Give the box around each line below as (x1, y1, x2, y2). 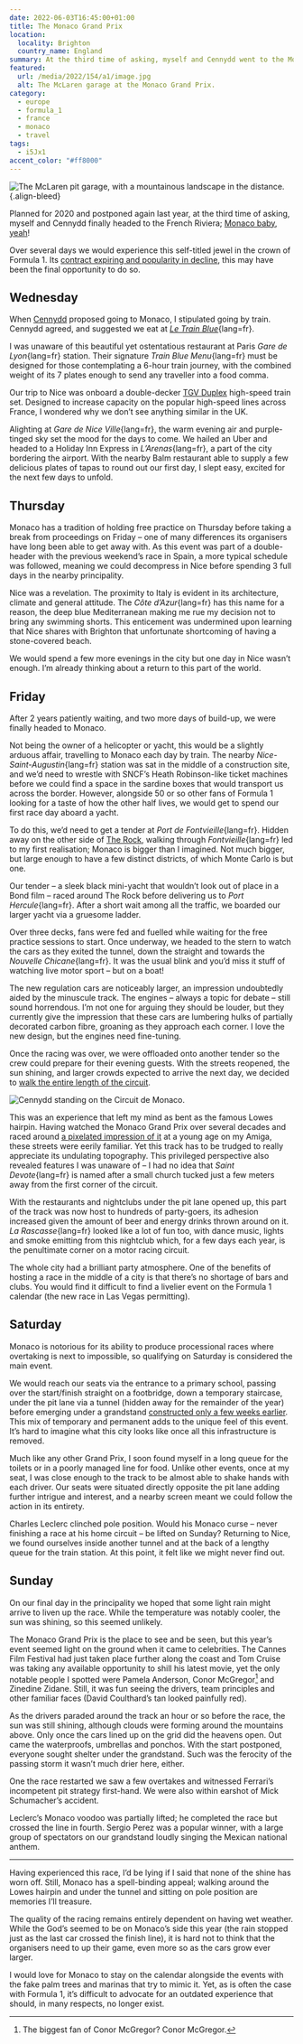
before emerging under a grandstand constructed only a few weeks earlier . (9, 1406, 289, 1417)
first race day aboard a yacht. (9, 807, 119, 817)
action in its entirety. (9, 1500, 85, 1511)
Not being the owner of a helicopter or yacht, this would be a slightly (9, 740, 264, 751)
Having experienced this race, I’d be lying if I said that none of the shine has (9, 1867, 291, 1879)
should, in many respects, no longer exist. (9, 1998, 165, 2010)
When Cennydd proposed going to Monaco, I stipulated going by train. (9, 313, 271, 325)
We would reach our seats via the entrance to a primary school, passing (9, 1377, 277, 1388)
